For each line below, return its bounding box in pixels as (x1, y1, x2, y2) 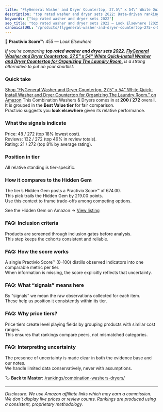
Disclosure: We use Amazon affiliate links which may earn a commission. (5, 391, 152, 396)
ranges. (5, 326, 20, 332)
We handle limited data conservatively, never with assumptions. (5, 365, 132, 371)
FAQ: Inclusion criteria (5, 220, 59, 227)
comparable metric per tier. (5, 264, 60, 270)
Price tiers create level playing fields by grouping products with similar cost (5, 321, 156, 327)
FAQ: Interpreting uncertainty (5, 344, 76, 351)
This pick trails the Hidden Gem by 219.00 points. (5, 193, 103, 199)
